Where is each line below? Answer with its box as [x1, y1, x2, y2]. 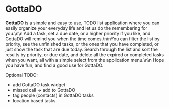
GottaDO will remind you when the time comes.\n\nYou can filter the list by [5, 36, 160, 42]
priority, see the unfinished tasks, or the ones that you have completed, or [5, 41, 159, 47]
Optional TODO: [5, 72, 38, 78]
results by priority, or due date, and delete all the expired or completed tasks [5, 51, 164, 58]
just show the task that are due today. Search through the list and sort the [5, 46, 158, 52]
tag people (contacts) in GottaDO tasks [12, 92, 94, 98]
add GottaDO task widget [12, 81, 66, 88]
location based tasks [12, 97, 56, 103]
